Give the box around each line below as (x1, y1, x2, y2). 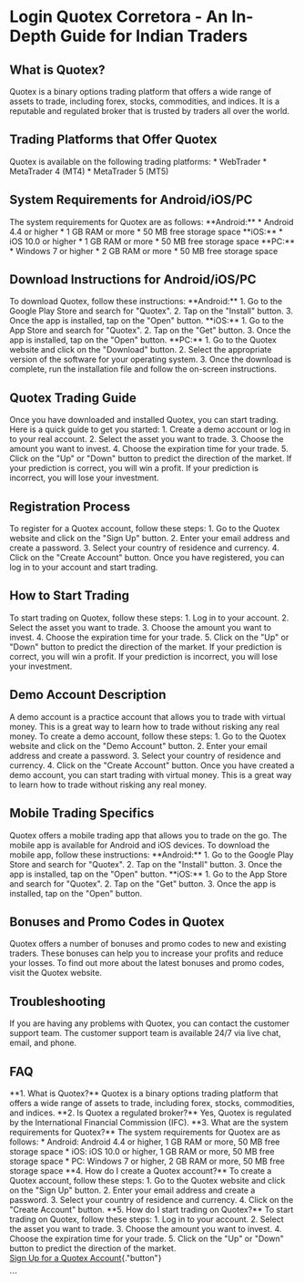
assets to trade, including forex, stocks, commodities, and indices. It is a (9, 96, 280, 107)
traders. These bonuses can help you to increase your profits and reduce (9, 948, 284, 959)
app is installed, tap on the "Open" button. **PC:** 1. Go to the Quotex (9, 334, 278, 345)
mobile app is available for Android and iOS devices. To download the (9, 839, 270, 850)
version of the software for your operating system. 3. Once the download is (9, 354, 291, 365)
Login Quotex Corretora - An (9, 6, 228, 27)
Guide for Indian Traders (59, 26, 248, 46)
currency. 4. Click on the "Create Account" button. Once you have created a (9, 759, 295, 771)
